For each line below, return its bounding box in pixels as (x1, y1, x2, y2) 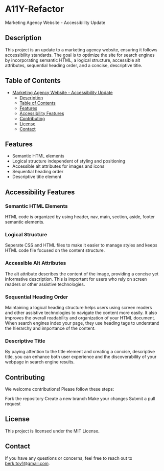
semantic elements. (5, 219, 45, 225)
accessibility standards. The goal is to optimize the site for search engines (5, 52, 155, 58)
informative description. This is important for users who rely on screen (5, 276, 147, 282)
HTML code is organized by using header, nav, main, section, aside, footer (5, 214, 155, 220)
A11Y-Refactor (5, 3, 65, 15)
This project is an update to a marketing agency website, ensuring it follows (5, 46, 158, 52)
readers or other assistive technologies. (5, 281, 85, 287)
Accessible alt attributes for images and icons (12, 163, 105, 169)
